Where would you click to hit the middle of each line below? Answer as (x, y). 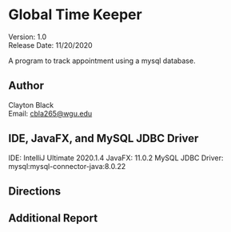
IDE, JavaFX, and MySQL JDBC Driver (104, 138)
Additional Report (53, 218)
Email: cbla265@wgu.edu (50, 113)
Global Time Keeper (75, 15)
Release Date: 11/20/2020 (51, 45)
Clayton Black (31, 104)
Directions (35, 191)
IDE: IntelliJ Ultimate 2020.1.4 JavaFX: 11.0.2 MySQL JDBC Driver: (116, 158)
